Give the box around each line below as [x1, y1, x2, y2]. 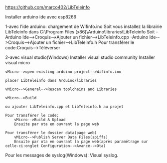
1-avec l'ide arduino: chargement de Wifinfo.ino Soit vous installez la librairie [5, 23, 162, 29]
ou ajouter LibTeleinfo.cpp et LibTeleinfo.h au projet [5, 104, 124, 109]
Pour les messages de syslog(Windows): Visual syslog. [5, 152, 119, 158]
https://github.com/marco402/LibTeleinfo [5, 4, 90, 10]
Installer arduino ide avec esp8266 [5, 14, 76, 19]
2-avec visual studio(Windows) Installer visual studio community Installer [5, 54, 156, 60]
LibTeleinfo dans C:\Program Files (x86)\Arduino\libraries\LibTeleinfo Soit [5, 29, 155, 34]
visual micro [5, 60, 30, 65]
